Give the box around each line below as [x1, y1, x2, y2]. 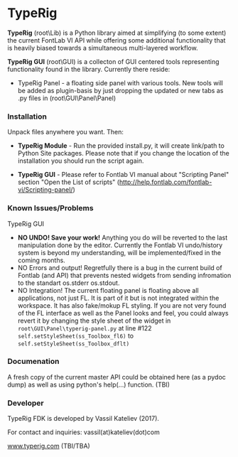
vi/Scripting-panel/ [17, 186, 73, 194]
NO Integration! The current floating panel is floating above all [17, 286, 199, 294]
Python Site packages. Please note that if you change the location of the [17, 149, 229, 158]
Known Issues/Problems [7, 203, 94, 213]
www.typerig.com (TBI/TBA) [7, 442, 90, 451]
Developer [7, 398, 44, 408]
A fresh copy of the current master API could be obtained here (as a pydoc [7, 372, 226, 381]
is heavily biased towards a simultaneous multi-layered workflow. [7, 43, 198, 52]
